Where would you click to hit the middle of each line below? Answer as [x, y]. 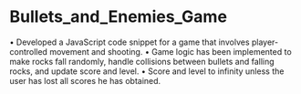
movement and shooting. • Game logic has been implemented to [171, 51]
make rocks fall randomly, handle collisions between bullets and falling [142, 61]
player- [265, 42]
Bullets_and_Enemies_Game [119, 17]
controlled [29, 51]
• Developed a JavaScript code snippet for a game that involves [130, 42]
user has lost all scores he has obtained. [85, 80]
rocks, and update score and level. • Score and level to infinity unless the [147, 71]
